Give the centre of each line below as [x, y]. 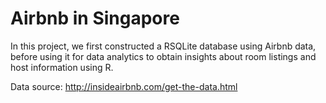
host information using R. [62, 67]
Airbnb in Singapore [95, 18]
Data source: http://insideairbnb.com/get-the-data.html [124, 86]
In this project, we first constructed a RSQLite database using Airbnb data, [163, 46]
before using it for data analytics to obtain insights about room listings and [163, 56]
